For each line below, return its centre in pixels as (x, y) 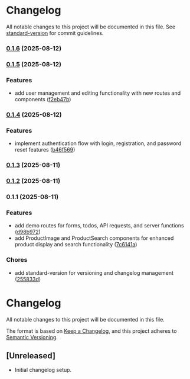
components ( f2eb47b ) (43, 99)
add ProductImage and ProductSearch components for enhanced (94, 238)
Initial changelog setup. (43, 370)
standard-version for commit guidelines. (55, 33)
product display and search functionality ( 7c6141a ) (76, 245)
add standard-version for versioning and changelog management (94, 272)
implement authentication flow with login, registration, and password (98, 143)
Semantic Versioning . (32, 337)
